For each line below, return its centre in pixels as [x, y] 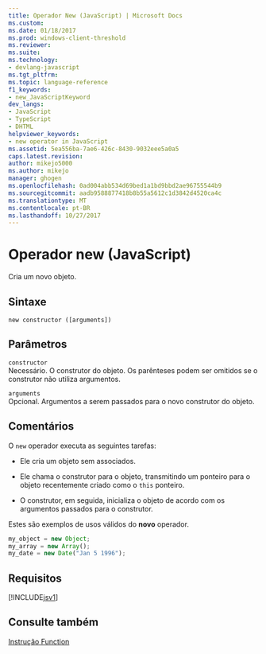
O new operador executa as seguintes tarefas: [82, 446]
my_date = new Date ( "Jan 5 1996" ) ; [67, 554]
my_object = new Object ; [49, 539]
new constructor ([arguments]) [60, 320]
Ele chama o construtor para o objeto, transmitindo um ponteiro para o [135, 476]
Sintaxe [27, 302]
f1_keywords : [30, 90]
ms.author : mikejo [39, 171]
